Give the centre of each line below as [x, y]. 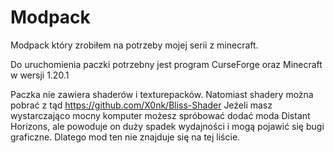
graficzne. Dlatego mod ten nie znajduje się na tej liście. [125, 137]
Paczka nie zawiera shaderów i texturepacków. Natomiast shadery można [162, 94]
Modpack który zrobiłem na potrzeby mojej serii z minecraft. [134, 45]
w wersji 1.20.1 [40, 75]
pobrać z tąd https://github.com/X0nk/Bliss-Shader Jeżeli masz [141, 105]
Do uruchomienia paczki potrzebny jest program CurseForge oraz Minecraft [166, 64]
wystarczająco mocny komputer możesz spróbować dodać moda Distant [160, 115]
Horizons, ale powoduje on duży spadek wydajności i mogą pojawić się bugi [167, 126]
